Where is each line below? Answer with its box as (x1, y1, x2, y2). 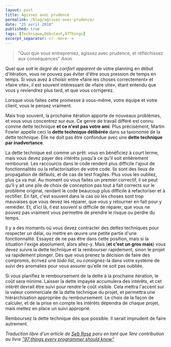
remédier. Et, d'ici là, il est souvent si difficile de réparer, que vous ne (5, 204, 150, 210)
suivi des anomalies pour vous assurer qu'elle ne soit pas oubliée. (5, 263, 144, 269)
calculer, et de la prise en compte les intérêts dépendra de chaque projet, (5, 300, 160, 306)
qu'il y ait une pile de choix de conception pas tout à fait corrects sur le (5, 182, 155, 188)
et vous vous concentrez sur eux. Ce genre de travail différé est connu (5, 118, 154, 124)
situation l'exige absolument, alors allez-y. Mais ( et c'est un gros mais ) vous (5, 241, 166, 247)
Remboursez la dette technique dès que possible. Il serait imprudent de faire (5, 315, 166, 321)
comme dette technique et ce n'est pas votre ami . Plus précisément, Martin (5, 123, 165, 129)
